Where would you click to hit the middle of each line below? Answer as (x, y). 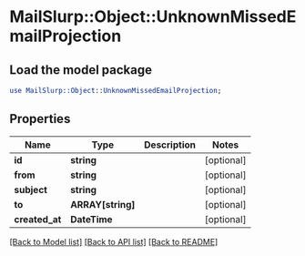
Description (170, 145)
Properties (40, 119)
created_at (38, 219)
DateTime (91, 219)
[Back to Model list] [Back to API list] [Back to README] (114, 241)
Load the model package (81, 70)
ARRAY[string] (102, 204)
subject (31, 189)
